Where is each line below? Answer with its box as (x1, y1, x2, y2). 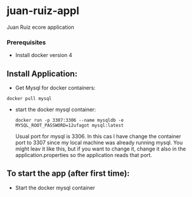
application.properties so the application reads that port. (15, 152, 153, 159)
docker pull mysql (6, 96, 52, 102)
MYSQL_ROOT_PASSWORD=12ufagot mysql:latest (15, 122, 124, 129)
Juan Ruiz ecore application (6, 24, 74, 31)
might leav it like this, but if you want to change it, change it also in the (15, 145, 186, 152)
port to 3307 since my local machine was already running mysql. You (15, 139, 183, 146)
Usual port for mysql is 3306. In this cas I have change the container (15, 133, 181, 140)
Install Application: (6, 69, 78, 79)
